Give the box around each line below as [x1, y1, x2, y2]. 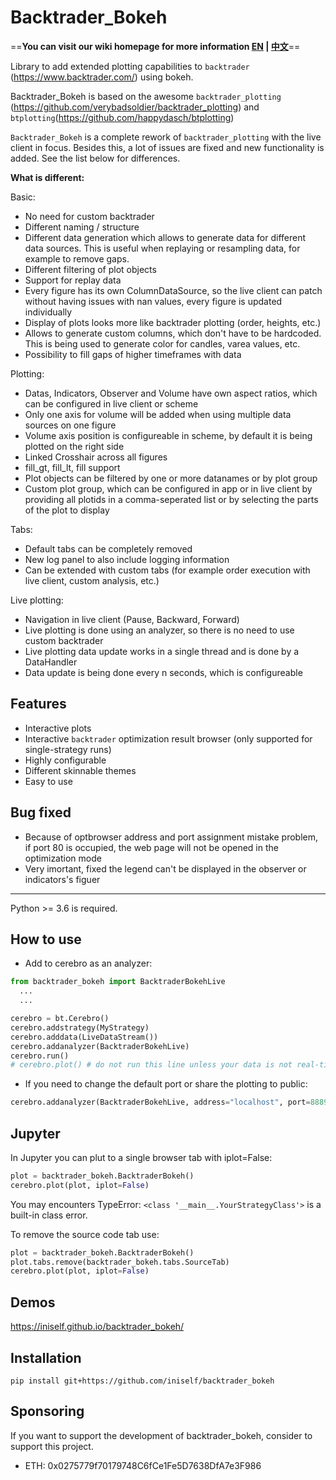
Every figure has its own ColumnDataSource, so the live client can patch [24, 284, 323, 296]
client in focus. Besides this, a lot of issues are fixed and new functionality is [10, 141, 325, 153]
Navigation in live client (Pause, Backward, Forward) [24, 613, 240, 625]
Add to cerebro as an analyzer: [24, 957, 153, 970]
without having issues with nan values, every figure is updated [24, 295, 283, 307]
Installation [10, 1349, 82, 1366]
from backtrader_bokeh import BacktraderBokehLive [10, 977, 226, 987]
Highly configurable [24, 754, 107, 766]
